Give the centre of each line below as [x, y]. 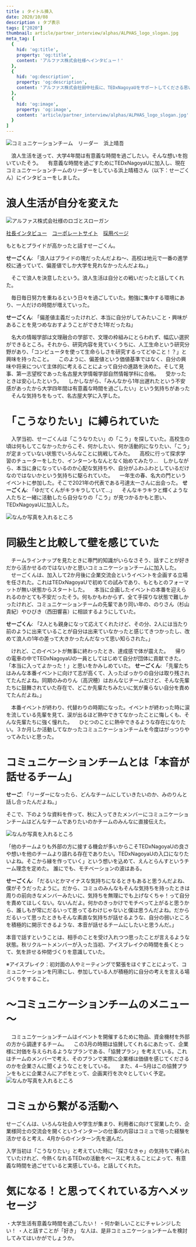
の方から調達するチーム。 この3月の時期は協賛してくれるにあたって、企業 [97, 1044]
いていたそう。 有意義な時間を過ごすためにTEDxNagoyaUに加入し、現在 [96, 163]
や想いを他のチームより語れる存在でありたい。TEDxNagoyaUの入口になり [95, 854]
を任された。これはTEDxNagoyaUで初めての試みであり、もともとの [87, 582]
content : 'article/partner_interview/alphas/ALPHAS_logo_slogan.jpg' [103, 115]
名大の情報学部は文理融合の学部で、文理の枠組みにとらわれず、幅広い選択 [100, 337]
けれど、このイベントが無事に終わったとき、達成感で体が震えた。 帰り [98, 651]
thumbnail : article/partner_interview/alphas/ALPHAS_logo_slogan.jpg [92, 33]
